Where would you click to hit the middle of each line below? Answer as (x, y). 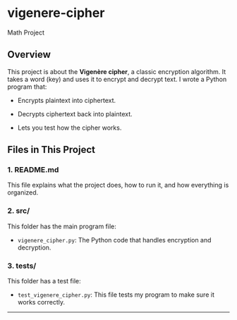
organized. (23, 192)
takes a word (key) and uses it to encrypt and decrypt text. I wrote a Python (117, 79)
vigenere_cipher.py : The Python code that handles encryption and (114, 240)
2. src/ (19, 211)
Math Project (26, 32)
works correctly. (41, 302)
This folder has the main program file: (62, 226)
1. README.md (33, 170)
